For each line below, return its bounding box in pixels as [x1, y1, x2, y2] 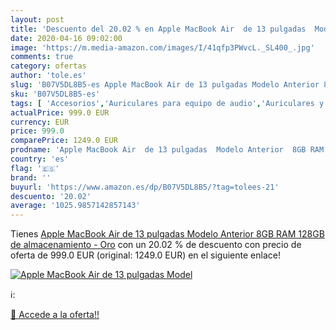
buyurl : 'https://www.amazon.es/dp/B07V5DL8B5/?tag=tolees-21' [10, 182, 280, 192]
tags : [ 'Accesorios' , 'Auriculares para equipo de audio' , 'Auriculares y [10, 98, 325, 108]
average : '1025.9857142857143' [10, 201, 141, 211]
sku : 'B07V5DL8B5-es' [10, 89, 101, 99]
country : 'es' [10, 154, 70, 164]
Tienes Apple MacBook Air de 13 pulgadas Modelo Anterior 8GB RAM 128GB [10, 228, 325, 240]
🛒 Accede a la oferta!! [10, 309, 100, 321]
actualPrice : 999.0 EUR [10, 107, 110, 118]
